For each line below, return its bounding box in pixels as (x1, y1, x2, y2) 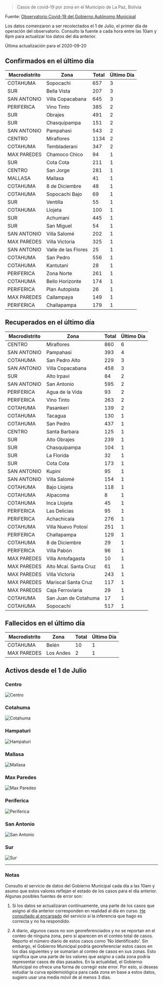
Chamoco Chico (46, 151, 83, 158)
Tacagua (46, 412, 66, 419)
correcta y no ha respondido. (12, 918, 70, 924)
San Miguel (46, 222, 72, 229)
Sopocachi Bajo (46, 190, 82, 197)
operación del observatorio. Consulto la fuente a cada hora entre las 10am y (5, 28, 157, 34)
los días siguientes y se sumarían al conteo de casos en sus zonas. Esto (12, 948, 156, 954)
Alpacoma (46, 491, 69, 498)
